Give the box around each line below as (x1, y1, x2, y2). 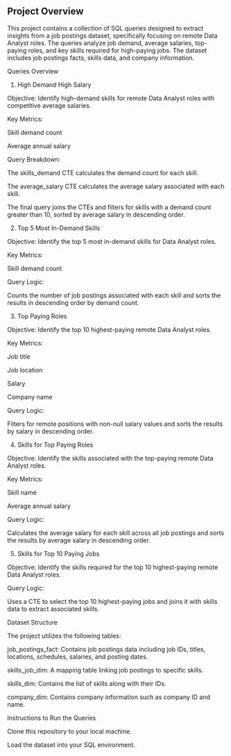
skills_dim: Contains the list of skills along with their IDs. (7, 679, 166, 687)
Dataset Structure (7, 618, 58, 626)
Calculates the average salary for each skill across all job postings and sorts (7, 528, 225, 537)
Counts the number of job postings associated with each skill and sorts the (7, 291, 221, 299)
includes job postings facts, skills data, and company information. (7, 54, 195, 62)
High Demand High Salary (17, 80, 92, 89)
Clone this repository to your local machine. (7, 727, 132, 735)
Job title (7, 352, 31, 361)
